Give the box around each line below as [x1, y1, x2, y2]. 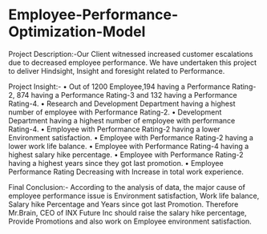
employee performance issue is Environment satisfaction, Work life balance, [8, 191, 260, 200]
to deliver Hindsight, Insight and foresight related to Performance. [8, 66, 225, 75]
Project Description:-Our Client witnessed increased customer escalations [8, 49, 253, 58]
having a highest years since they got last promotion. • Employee [8, 158, 224, 167]
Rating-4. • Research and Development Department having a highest [8, 99, 236, 108]
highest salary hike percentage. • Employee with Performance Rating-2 [8, 150, 244, 159]
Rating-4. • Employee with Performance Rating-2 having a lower [8, 124, 220, 134]
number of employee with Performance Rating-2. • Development [8, 107, 222, 117]
